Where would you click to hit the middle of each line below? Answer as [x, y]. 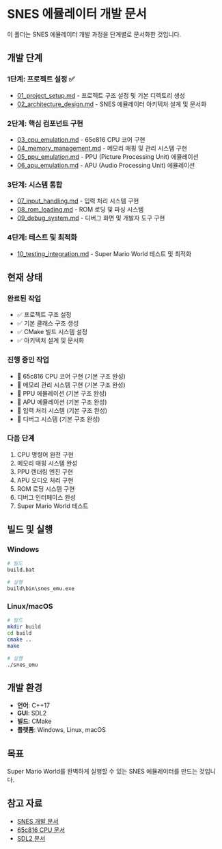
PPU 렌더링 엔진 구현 [45, 471]
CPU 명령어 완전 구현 [45, 454]
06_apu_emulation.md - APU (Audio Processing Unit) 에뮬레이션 [106, 165]
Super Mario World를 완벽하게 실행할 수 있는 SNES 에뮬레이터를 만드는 [102, 772]
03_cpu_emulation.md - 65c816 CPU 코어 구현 [81, 139]
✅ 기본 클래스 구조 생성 [48, 323]
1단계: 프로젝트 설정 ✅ [41, 79]
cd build [19, 633]
